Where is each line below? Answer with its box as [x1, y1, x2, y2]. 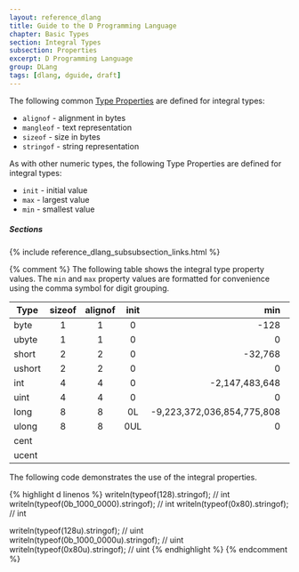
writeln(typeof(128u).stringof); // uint [9, 525, 144, 536]
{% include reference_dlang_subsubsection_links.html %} [9, 246, 221, 257]
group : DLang [9, 63, 58, 72]
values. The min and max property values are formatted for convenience [9, 273, 270, 284]
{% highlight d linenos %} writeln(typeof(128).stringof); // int [9, 488, 230, 499]
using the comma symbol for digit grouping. [9, 282, 170, 294]
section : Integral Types [9, 37, 101, 47]
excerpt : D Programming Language [9, 54, 133, 63]
